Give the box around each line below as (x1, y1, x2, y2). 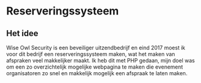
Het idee (6, 28, 39, 38)
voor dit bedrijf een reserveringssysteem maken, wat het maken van (6, 51, 176, 58)
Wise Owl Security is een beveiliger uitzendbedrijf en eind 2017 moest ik (6, 44, 185, 51)
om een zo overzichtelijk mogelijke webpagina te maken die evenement (6, 63, 184, 70)
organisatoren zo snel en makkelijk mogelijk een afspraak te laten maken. (6, 70, 188, 76)
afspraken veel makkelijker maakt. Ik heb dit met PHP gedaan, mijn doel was (6, 57, 195, 64)
